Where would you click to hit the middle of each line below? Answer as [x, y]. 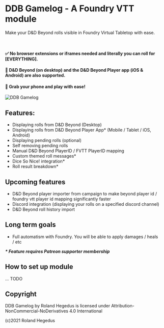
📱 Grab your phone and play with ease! [45, 86]
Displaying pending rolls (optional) [47, 140]
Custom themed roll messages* [44, 156]
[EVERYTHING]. [22, 59]
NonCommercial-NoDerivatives [37, 311]
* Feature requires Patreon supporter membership [57, 251]
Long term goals [30, 225]
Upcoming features [35, 182]
